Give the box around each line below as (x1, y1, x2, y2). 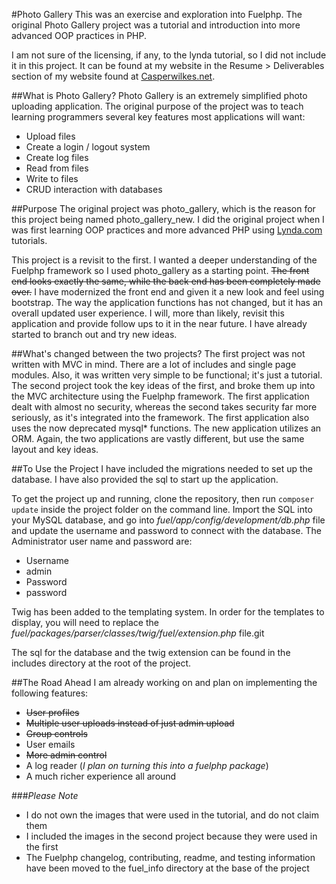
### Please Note (11, 790, 79, 801)
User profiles (25, 707, 80, 718)
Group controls (25, 728, 88, 739)
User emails (25, 739, 76, 750)
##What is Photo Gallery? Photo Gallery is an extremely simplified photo (11, 90, 308, 101)
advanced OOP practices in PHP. (11, 30, 148, 41)
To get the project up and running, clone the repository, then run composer (11, 493, 315, 504)
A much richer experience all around (25, 770, 177, 782)
